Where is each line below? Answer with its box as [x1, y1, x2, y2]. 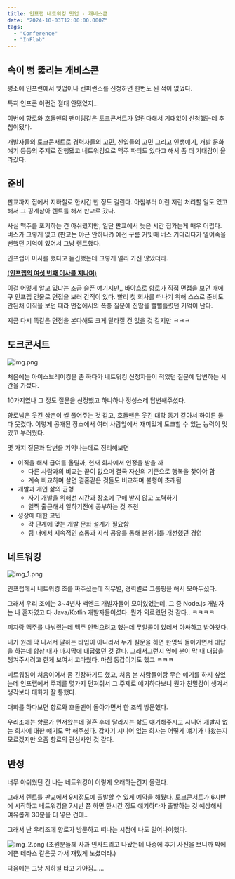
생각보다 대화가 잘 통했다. [7, 688, 77, 696]
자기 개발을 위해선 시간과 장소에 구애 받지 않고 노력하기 [27, 493, 178, 502]
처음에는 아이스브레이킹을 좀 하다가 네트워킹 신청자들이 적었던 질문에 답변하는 [7, 372, 220, 381]
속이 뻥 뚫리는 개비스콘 [7, 64, 100, 76]
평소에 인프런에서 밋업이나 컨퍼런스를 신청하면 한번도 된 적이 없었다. [7, 84, 193, 92]
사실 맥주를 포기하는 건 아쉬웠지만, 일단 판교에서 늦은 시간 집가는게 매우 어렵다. [7, 221, 222, 230]
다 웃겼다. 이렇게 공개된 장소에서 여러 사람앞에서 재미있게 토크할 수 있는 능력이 [7, 419, 221, 428]
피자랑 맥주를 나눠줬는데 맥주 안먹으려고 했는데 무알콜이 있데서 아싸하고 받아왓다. [7, 623, 229, 632]
